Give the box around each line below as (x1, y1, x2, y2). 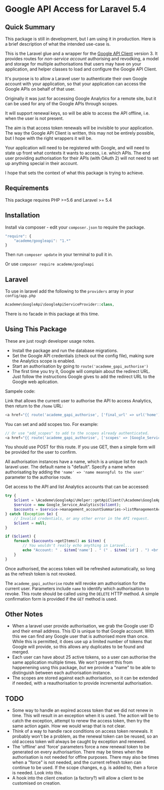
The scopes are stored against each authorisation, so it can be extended (12, 675, 158, 681)
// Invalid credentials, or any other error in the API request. (14, 516, 150, 521)
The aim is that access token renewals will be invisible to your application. (5, 125, 154, 131)
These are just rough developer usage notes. (5, 338, 95, 344)
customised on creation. (12, 780, 61, 786)
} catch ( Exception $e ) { (5, 511, 58, 516)
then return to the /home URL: (5, 403, 63, 409)
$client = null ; (14, 520, 47, 526)
